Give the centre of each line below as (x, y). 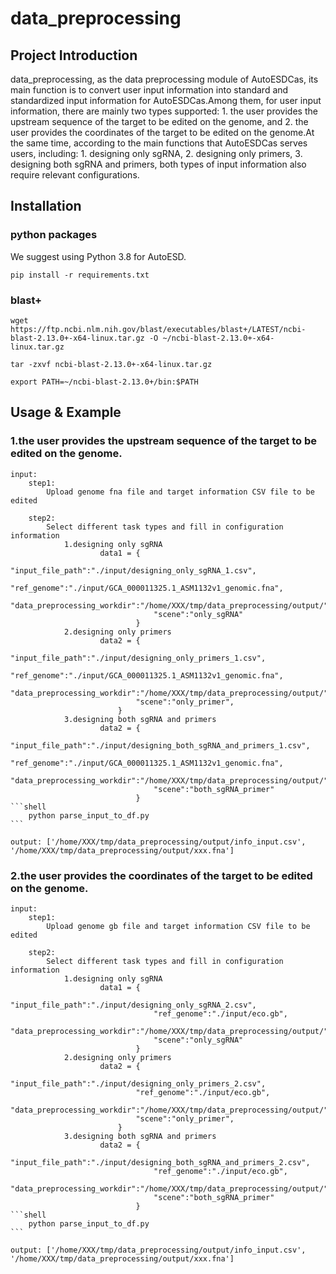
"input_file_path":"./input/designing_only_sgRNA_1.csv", (133, 570)
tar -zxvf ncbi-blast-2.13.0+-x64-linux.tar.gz (111, 364)
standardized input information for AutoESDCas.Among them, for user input (166, 100)
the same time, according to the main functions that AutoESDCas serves (159, 143)
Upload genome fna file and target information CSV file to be (180, 492)
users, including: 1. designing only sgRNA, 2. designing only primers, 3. (156, 153)
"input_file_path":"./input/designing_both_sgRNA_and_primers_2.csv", (160, 1162)
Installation (46, 206)
